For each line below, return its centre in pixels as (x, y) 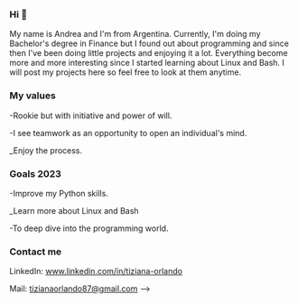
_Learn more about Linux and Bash (74, 210)
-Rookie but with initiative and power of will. (91, 115)
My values (33, 96)
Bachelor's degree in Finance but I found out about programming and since (149, 43)
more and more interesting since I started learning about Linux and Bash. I (147, 63)
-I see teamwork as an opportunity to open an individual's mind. (128, 133)
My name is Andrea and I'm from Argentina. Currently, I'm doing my (135, 34)
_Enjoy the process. (46, 150)
